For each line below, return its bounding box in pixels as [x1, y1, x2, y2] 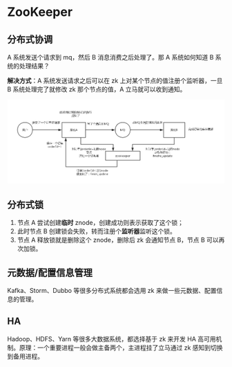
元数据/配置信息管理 [7, 267, 93, 278]
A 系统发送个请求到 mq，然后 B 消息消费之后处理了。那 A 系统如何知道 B [7, 53, 214, 61]
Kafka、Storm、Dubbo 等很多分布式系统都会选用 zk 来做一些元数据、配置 [7, 287, 217, 294]
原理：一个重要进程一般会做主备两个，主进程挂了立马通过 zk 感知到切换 [19, 343, 223, 352]
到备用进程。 [7, 352, 43, 360]
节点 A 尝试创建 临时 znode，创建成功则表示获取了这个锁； [17, 219, 184, 227]
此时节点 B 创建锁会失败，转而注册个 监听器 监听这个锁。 [17, 227, 176, 235]
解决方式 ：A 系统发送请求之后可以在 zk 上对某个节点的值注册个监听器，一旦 [7, 77, 223, 84]
